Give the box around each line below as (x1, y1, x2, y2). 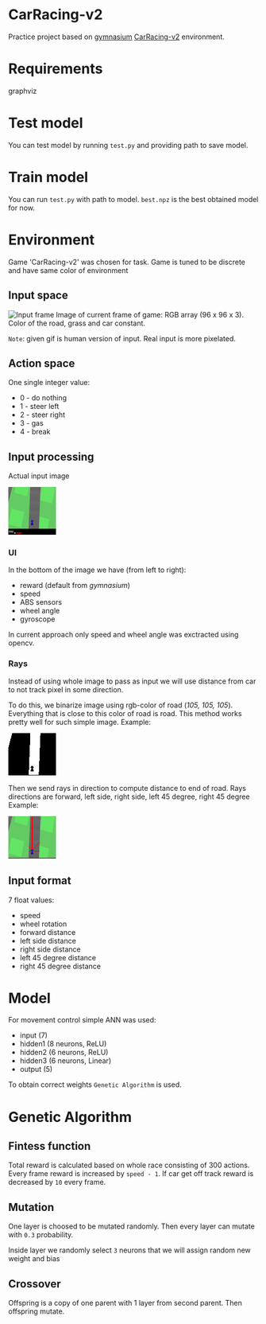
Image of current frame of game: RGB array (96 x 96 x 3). (56, 310, 245, 319)
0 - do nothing (19, 393, 67, 403)
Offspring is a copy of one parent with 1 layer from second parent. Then (8, 1299, 242, 1308)
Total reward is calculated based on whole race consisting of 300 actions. (8, 1160, 250, 1170)
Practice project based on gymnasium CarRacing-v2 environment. (8, 32, 225, 41)
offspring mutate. (8, 1306, 65, 1316)
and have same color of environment (8, 265, 129, 275)
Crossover (8, 1277, 61, 1291)
